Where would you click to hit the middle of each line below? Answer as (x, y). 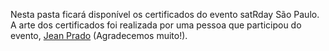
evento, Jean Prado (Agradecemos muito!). (99, 35)
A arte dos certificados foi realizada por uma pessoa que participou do (156, 25)
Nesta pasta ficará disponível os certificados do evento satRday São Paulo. (165, 14)
